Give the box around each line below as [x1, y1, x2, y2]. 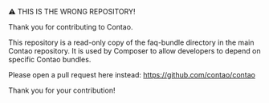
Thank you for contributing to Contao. [8, 22, 133, 31]
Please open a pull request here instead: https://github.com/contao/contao [8, 70, 255, 79]
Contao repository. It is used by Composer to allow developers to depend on [8, 46, 261, 55]
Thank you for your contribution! [8, 85, 116, 95]
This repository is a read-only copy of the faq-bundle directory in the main [8, 38, 255, 47]
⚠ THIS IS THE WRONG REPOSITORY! [8, 7, 136, 16]
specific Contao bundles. [8, 55, 92, 64]
